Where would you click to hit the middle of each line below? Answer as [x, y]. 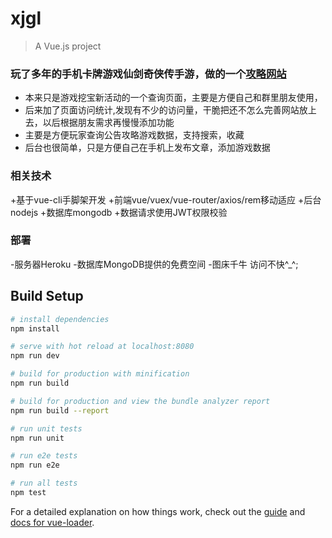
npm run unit [37, 438]
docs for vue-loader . [52, 522]
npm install [35, 328]
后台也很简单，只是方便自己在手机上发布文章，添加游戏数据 [147, 148]
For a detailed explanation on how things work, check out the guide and [158, 511]
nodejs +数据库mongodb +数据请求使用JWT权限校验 [119, 212]
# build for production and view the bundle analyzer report [140, 401]
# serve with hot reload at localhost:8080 [102, 347]
